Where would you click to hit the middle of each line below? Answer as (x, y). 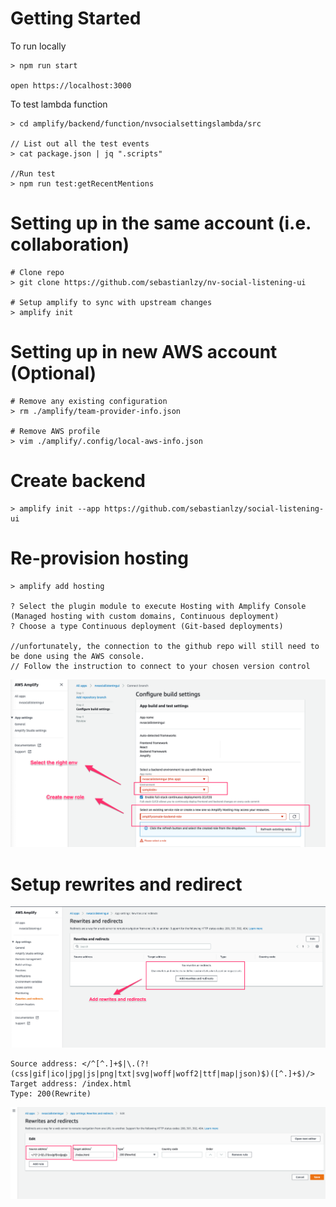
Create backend (78, 481)
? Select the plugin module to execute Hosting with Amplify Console (158, 606)
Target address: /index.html (71, 1083)
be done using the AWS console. (77, 656)
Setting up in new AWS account (144, 352)
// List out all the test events (80, 143)
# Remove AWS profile (55, 431)
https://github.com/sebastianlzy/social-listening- (214, 508)
